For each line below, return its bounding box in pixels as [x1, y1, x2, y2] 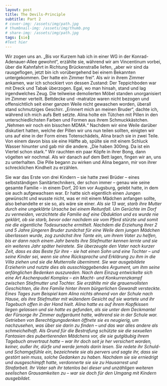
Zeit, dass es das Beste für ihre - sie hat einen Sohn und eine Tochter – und [5, 248, 160, 254]
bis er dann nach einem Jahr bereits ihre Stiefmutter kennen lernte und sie [5, 238, 158, 244]
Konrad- [131, 53, 149, 59]
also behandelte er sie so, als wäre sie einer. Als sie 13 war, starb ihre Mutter [5, 200, 162, 207]
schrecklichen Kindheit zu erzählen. [5, 164, 79, 170]
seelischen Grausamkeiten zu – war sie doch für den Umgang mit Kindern [5, 370, 157, 376]
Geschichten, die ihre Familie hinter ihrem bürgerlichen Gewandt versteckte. [5, 285, 161, 291]
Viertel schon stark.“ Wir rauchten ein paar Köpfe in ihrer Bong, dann [5, 148, 146, 154]
